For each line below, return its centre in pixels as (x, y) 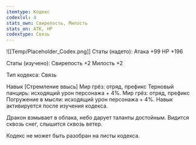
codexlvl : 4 (21, 18)
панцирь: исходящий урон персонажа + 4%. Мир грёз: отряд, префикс (98, 93)
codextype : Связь (28, 34)
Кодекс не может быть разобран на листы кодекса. (73, 136)
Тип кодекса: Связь (31, 75)
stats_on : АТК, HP (29, 29)
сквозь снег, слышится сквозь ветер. (54, 124)
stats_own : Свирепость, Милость (47, 23)
